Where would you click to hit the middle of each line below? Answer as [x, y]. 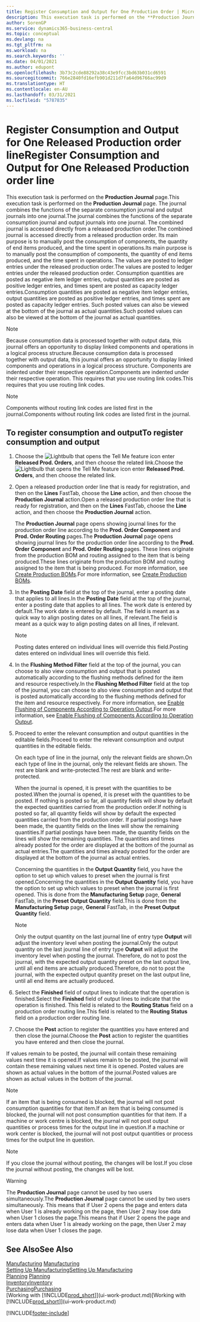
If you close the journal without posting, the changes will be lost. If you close [99, 1163]
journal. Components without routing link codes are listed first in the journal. [99, 414]
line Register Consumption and [83, 155]
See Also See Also [40, 1249]
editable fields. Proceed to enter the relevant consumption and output [99, 740]
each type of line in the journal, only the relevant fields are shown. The [101, 764]
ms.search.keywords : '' [36, 56]
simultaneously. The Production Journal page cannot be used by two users [98, 1199]
